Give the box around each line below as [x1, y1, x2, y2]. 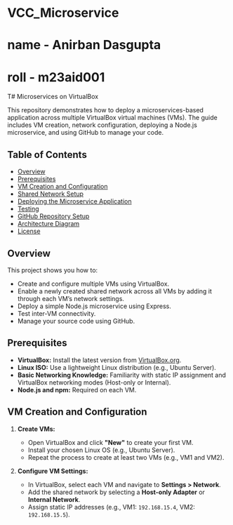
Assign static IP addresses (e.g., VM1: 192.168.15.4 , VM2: [27, 503, 195, 511]
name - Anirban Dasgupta [7, 37, 161, 53]
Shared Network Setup [17, 190, 84, 198]
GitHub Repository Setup [17, 212, 90, 220]
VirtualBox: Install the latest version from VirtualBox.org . [17, 356, 182, 364]
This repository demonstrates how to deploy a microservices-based [7, 106, 204, 114]
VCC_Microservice [7, 5, 119, 21]
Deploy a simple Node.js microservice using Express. [17, 302, 172, 310]
